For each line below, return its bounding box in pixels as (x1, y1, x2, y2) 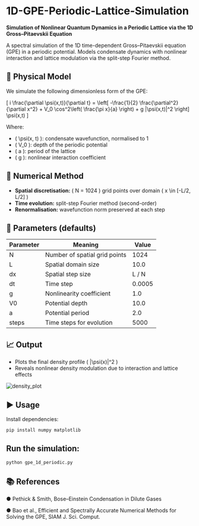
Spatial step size (45, 270, 91, 278)
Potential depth (45, 299, 88, 307)
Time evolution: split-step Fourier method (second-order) (14, 200, 157, 207)
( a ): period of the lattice (14, 147, 76, 154)
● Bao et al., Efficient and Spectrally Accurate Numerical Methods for (6, 507, 177, 514)
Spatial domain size (45, 260, 100, 269)
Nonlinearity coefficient (45, 290, 111, 298)
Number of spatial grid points (45, 251, 127, 259)
